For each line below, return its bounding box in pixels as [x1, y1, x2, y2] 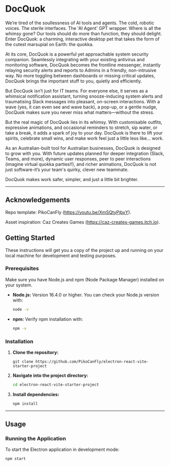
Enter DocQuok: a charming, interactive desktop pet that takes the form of [5, 36, 160, 42]
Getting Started [5, 234, 55, 242]
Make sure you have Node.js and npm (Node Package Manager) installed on [5, 276, 164, 282]
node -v [12, 307, 29, 312]
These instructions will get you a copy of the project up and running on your [5, 247, 163, 253]
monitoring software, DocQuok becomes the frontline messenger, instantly [5, 62, 161, 68]
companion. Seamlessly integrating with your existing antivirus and [5, 56, 145, 62]
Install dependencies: [12, 391, 60, 397]
